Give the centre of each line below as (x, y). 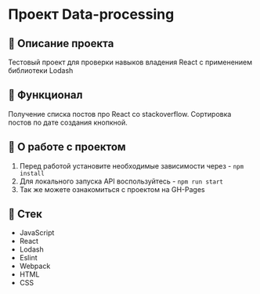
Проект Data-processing (91, 15)
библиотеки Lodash (41, 71)
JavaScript (37, 233)
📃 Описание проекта (61, 44)
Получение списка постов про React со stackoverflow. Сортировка (120, 114)
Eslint (28, 258)
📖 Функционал (45, 95)
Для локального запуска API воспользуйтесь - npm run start (121, 181)
